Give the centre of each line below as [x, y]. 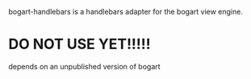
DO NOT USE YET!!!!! [79, 44]
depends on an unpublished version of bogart [84, 66]
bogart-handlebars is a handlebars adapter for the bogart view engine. [126, 12]
